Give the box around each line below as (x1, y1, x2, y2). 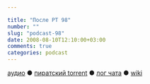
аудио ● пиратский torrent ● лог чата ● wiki (7, 68, 143, 77)
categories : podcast (7, 49, 69, 56)
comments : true (7, 43, 52, 50)
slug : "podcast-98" (7, 30, 65, 37)
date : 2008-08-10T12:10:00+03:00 (7, 36, 106, 43)
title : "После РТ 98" (7, 16, 71, 23)
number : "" (7, 23, 40, 30)
